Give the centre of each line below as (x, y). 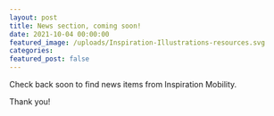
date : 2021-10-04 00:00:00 (59, 34)
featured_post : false (50, 59)
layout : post (33, 17)
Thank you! (30, 102)
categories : (31, 51)
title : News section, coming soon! (75, 26)
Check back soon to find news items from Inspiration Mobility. (123, 84)
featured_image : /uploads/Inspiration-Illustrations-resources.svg (137, 42)
